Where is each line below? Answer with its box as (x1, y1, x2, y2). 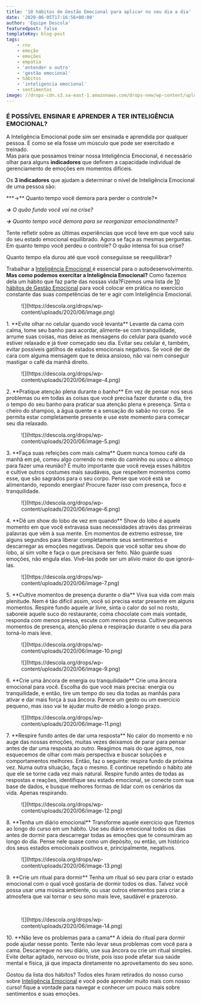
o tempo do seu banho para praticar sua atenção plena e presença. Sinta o (6, 401, 191, 408)
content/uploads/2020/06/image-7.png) (21, 580, 120, 587)
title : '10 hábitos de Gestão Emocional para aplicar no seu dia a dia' (6, 8, 191, 15)
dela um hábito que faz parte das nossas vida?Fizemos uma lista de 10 (6, 278, 181, 285)
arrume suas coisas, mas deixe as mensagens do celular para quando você (6, 333, 192, 340)
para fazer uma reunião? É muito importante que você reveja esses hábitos (6, 462, 191, 469)
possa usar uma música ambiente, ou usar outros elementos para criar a (6, 887, 185, 894)
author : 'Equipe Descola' (6, 20, 71, 26)
